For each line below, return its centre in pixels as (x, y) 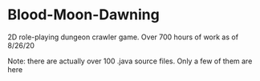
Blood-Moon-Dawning (83, 15)
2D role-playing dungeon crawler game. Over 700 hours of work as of (123, 37)
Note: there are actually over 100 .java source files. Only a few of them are (130, 61)
